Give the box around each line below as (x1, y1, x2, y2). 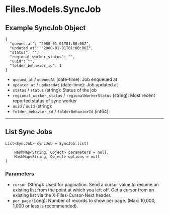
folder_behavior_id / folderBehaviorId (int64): (12, 109, 110, 114)
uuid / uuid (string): (12, 103, 53, 109)
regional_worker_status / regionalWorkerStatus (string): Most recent (12, 92, 155, 98)
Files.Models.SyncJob (5, 4, 101, 15)
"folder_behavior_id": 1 (10, 63, 62, 68)
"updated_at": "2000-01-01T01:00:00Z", (10, 46, 94, 51)
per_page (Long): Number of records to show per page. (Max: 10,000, (12, 197, 156, 204)
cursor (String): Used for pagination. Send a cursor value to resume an (12, 182, 159, 188)
